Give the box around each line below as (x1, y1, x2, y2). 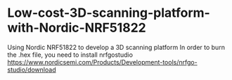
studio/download (7, 65, 56, 74)
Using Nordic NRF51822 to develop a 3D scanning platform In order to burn (7, 43, 225, 51)
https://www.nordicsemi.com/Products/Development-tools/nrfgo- (7, 58, 198, 66)
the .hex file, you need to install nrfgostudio (7, 51, 134, 59)
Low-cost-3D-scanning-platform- (7, 5, 211, 21)
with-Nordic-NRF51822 (7, 20, 146, 36)
